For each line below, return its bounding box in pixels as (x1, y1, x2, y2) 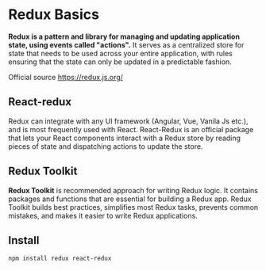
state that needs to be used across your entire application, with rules (8, 48, 233, 58)
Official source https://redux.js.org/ (8, 72, 123, 82)
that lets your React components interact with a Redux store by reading (8, 133, 241, 143)
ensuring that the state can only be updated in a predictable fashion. (8, 57, 232, 67)
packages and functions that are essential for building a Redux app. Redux (8, 194, 252, 203)
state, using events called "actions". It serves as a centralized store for (8, 40, 245, 49)
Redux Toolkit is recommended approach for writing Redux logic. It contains (8, 185, 258, 195)
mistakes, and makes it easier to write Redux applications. (8, 211, 199, 220)
